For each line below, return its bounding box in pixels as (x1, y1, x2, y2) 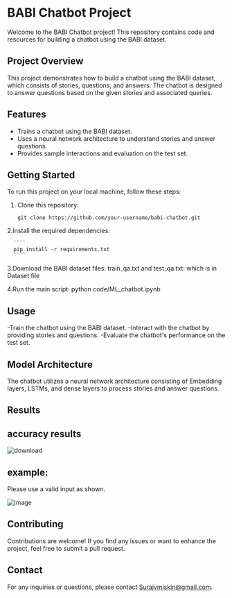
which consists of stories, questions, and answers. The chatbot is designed (7, 81, 223, 89)
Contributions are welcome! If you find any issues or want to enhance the (7, 536, 217, 545)
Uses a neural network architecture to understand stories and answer (17, 134, 216, 143)
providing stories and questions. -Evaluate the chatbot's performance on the (7, 331, 226, 339)
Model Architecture (7, 359, 93, 370)
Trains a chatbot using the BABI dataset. (17, 127, 132, 135)
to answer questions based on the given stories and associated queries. (7, 88, 213, 96)
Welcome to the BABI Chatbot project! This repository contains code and (7, 28, 215, 36)
